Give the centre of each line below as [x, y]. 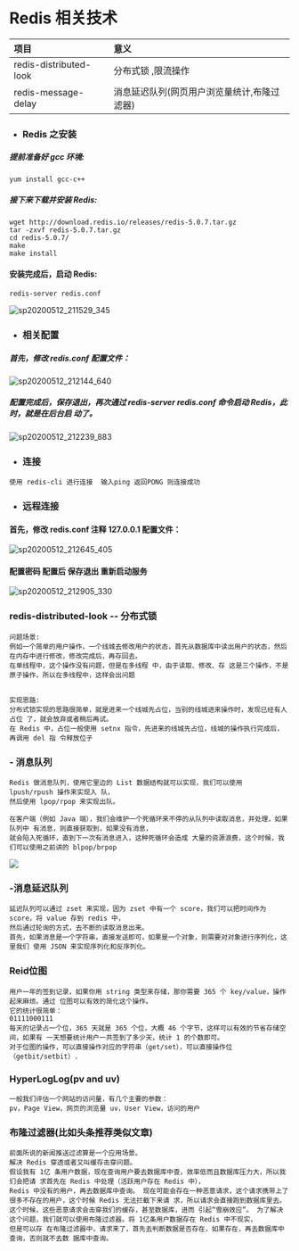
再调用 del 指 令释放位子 [51, 738]
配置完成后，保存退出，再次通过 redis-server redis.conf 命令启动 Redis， [145, 402]
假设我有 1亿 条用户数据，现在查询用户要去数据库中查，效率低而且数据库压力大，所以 [145, 1172]
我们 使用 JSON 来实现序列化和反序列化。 [83, 947]
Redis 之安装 [49, 134]
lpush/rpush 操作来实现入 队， [62, 792]
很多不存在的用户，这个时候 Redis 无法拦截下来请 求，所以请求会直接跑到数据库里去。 [148, 1201]
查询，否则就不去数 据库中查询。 [61, 1239]
